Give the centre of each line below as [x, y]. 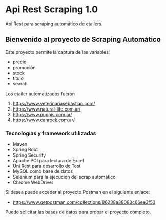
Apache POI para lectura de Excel [48, 161]
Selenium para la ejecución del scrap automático [64, 177]
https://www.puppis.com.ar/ [42, 114]
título [18, 78]
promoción [24, 67]
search [20, 83]
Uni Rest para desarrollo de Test [47, 166]
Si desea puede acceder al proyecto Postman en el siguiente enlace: [78, 192]
